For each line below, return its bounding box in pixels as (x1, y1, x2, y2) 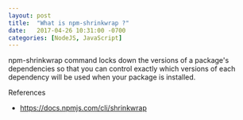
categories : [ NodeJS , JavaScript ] (8, 33, 123, 42)
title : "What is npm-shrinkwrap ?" (8, 19, 129, 27)
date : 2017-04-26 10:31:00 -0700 (8, 26, 126, 34)
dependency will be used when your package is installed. (8, 72, 196, 82)
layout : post (8, 11, 52, 20)
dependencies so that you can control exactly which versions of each (8, 64, 236, 74)
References (8, 88, 46, 98)
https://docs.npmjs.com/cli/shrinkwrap (19, 103, 147, 113)
